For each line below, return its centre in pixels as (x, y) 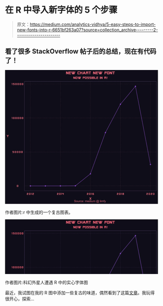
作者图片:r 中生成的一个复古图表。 (39, 212)
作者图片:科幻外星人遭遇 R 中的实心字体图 (47, 282)
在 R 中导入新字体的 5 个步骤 (61, 10)
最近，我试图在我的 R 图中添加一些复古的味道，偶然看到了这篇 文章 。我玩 (78, 292)
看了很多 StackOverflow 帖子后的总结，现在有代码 (81, 51)
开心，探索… (22, 299)
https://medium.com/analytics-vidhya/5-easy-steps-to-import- (93, 24)
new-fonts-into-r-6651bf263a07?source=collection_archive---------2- (87, 30)
